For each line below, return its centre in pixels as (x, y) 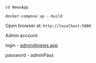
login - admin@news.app (32, 45)
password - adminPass (29, 55)
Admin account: (22, 35)
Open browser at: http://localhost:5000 (48, 26)
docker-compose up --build (34, 16)
